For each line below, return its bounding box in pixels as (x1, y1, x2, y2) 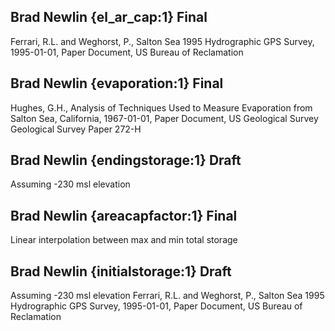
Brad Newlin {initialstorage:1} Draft (10, 263, 232, 280)
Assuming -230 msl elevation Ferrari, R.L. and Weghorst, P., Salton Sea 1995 (10, 290, 325, 302)
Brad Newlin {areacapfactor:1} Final (10, 207, 238, 224)
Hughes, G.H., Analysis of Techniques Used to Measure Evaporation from (10, 101, 313, 114)
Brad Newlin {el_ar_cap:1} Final (10, 9, 208, 26)
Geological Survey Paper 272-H (10, 123, 142, 135)
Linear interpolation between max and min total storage (10, 234, 238, 246)
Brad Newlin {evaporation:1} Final (10, 75, 224, 92)
